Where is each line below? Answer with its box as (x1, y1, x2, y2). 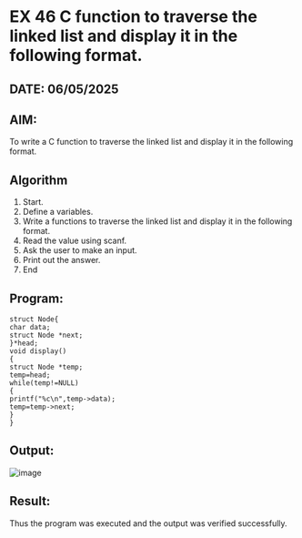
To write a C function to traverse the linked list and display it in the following (9, 137, 294, 147)
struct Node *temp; (9, 362, 84, 372)
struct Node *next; (9, 330, 84, 340)
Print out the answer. (22, 255, 101, 266)
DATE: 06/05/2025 (9, 81, 119, 96)
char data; (9, 323, 51, 332)
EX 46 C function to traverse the (9, 6, 257, 27)
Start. (22, 197, 44, 208)
